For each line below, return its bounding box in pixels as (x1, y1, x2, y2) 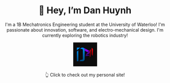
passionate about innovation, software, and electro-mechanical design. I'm (6, 26, 164, 33)
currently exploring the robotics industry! (42, 32, 128, 38)
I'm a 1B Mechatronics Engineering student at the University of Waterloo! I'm (5, 21, 165, 27)
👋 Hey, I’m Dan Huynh (38, 5, 132, 16)
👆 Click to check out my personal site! (45, 71, 125, 78)
